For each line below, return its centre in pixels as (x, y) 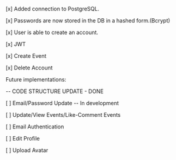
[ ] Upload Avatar (27, 150)
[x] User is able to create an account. (52, 32)
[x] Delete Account (29, 68)
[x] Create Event (26, 56)
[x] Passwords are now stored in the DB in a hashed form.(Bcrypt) (88, 20)
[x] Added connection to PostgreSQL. (52, 9)
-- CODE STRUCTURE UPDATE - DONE (55, 91)
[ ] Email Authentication (35, 127)
